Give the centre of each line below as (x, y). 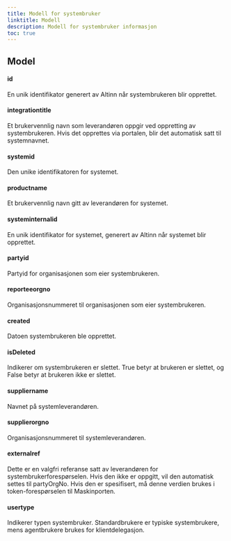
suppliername (28, 391)
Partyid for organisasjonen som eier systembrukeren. (83, 273)
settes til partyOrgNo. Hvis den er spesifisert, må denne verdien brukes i (111, 484)
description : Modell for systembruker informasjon (82, 26)
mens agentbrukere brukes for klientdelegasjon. (76, 530)
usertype (21, 507)
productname (27, 188)
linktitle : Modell (34, 20)
